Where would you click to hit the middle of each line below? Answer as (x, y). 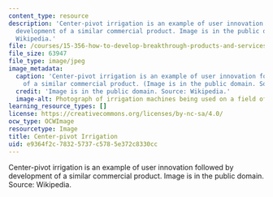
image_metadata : (36, 69)
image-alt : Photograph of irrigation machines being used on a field (136, 99)
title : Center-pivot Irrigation (63, 136)
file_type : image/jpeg (47, 62)
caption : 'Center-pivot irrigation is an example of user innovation (136, 76)
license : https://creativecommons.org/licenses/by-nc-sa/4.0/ (116, 114)
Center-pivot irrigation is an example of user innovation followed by (121, 167)
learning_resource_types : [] (58, 106)
